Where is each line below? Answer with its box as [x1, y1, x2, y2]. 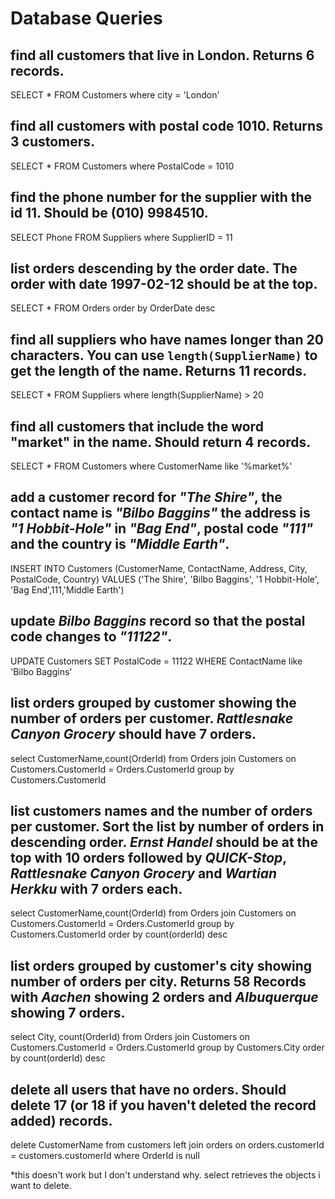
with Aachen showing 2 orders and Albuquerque [10, 988, 319, 1006]
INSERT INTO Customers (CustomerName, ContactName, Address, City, [10, 562, 308, 574]
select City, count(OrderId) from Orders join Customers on [10, 1031, 250, 1043]
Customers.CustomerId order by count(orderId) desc [10, 928, 228, 941]
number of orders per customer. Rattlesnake [10, 710, 294, 727]
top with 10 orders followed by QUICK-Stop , [10, 849, 287, 866]
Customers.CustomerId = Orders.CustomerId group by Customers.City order [10, 1042, 325, 1054]
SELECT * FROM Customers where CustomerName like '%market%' [10, 460, 293, 472]
